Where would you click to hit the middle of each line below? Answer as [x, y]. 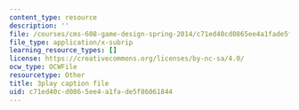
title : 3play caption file [59, 83]
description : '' [39, 26]
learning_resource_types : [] [63, 51]
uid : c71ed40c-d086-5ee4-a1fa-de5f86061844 [91, 91]
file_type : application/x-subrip [71, 42]
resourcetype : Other [48, 75]
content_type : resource [53, 17]
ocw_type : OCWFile [43, 67]
